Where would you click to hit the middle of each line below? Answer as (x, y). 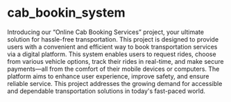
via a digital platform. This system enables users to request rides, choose (112, 54)
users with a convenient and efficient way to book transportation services (112, 46)
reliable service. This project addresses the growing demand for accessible (115, 83)
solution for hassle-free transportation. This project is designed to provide (113, 39)
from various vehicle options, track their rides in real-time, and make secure (115, 61)
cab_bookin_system (66, 13)
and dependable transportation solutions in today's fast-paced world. (106, 91)
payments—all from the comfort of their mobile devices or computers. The (113, 69)
